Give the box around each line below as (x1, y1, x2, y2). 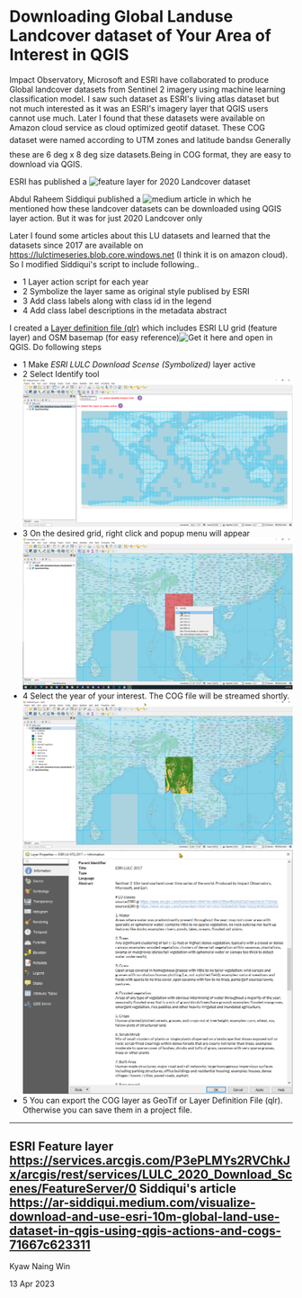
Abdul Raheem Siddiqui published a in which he (9, 194, 252, 204)
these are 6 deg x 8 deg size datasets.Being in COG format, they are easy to (9, 149, 292, 159)
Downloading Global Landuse (9, 6, 234, 27)
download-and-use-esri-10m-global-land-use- (9, 1209, 280, 1225)
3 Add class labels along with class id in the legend (22, 295, 212, 306)
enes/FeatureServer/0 (9, 1181, 138, 1196)
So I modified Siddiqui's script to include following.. (9, 258, 200, 269)
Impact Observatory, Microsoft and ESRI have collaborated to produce (9, 74, 270, 85)
